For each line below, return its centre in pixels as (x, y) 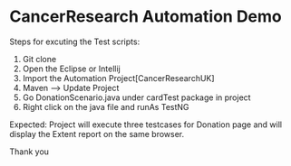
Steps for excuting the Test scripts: (75, 41)
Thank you (29, 152)
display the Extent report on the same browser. (97, 134)
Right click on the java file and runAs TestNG (106, 106)
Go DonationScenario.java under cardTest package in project (136, 97)
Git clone (39, 59)
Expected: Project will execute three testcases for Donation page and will (146, 124)
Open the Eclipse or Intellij (71, 69)
